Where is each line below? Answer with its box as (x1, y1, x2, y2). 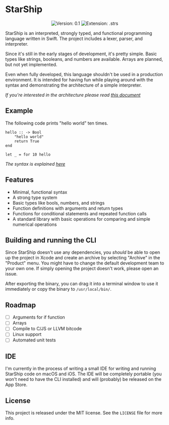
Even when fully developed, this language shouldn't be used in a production (5, 71, 163, 77)
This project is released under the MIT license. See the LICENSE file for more (5, 410, 162, 416)
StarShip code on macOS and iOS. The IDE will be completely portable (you (5, 371, 162, 377)
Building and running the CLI (5, 236, 97, 244)
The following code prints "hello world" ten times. (5, 120, 108, 126)
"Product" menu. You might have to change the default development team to (5, 260, 164, 266)
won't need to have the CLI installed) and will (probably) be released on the (5, 376, 161, 382)
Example (5, 106, 33, 115)
